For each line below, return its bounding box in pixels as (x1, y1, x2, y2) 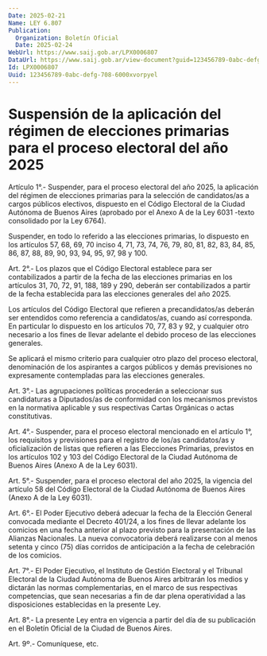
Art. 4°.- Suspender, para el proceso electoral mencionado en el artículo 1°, (8, 426, 253, 436)
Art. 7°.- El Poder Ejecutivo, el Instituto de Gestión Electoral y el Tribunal (8, 565, 243, 575)
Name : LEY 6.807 (8, 19, 62, 27)
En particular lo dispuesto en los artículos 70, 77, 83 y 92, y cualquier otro (8, 321, 249, 331)
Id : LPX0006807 (8, 64, 59, 72)
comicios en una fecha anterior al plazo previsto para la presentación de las (8, 525, 257, 534)
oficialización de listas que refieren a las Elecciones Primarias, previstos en (8, 443, 254, 453)
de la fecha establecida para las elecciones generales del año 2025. (8, 289, 231, 298)
